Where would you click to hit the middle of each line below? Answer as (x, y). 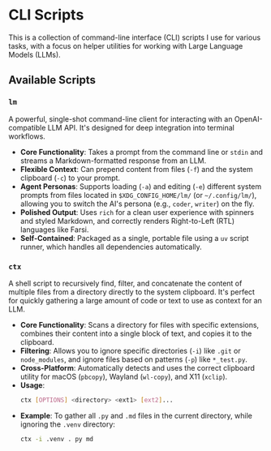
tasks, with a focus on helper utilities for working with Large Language (126, 45)
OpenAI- (248, 118)
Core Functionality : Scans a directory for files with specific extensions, (140, 324)
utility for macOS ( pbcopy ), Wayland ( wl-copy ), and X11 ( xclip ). (124, 376)
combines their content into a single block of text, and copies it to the (136, 333)
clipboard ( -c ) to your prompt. (70, 178)
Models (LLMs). (34, 54)
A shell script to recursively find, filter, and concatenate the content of (125, 283)
